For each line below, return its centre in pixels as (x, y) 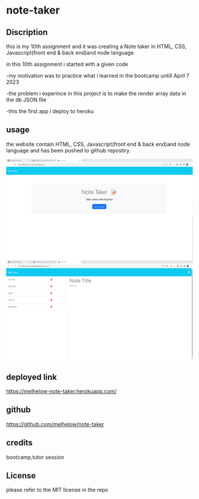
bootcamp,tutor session (35, 457)
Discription (27, 32)
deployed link (32, 377)
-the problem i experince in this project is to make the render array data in (96, 93)
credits (20, 443)
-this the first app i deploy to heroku (50, 111)
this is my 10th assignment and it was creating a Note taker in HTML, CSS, (97, 46)
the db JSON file (26, 100)
